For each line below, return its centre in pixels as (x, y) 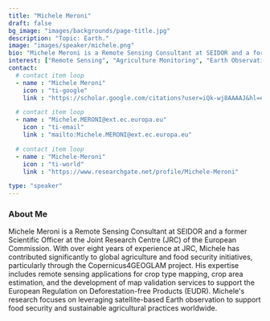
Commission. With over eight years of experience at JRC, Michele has (124, 249)
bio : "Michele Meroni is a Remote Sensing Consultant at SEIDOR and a (129, 53)
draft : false (30, 23)
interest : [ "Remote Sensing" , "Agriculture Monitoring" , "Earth (118, 61)
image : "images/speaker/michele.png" (72, 46)
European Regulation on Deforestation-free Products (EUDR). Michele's (127, 291)
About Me (28, 214)
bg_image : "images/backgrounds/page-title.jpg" (90, 30)
